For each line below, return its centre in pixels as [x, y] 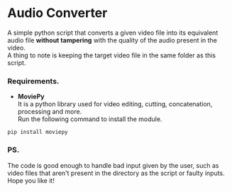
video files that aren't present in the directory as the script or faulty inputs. [116, 173]
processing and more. [50, 112]
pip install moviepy [38, 132]
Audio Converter [57, 13]
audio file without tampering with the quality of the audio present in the [112, 40]
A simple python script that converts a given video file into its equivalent [113, 33]
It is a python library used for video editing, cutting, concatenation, [115, 104]
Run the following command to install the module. [90, 119]
